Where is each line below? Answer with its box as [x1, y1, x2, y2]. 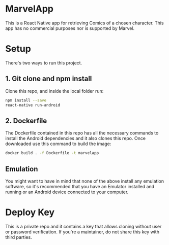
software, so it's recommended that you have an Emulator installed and [5, 183, 154, 189]
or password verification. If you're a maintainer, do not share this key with [5, 229, 159, 235]
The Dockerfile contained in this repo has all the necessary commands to [5, 130, 159, 136]
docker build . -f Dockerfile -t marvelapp [5, 151, 99, 156]
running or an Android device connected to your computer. [5, 189, 129, 195]
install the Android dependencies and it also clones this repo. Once [5, 135, 146, 142]
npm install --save [5, 97, 47, 103]
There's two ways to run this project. [5, 59, 82, 66]
